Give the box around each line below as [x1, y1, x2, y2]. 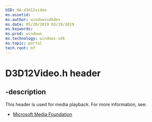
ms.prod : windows [5, 31, 42, 36]
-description [5, 88, 46, 96]
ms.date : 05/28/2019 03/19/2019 [5, 21, 74, 27]
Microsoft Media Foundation [12, 111, 73, 117]
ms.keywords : [5, 27, 33, 32]
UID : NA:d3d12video [5, 7, 47, 13]
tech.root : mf [5, 45, 36, 51]
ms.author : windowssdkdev [5, 17, 60, 22]
